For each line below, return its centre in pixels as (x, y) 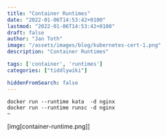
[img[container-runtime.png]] (49, 126)
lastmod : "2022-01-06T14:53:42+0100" (61, 26)
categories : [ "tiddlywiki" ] (47, 70)
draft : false (26, 33)
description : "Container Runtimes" (58, 52)
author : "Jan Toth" (35, 39)
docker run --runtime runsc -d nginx (61, 108)
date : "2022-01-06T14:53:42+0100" (57, 20)
